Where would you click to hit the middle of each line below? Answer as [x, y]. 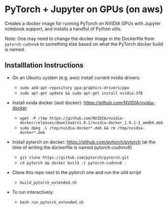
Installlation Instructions [44, 65]
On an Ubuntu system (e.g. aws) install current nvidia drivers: [76, 78]
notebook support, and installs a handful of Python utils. [63, 28]
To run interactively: [33, 192]
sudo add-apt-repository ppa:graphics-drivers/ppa [74, 88]
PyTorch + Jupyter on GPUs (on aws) [84, 9]
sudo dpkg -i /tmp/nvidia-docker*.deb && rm [68, 128]
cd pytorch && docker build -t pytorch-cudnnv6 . [73, 163]
